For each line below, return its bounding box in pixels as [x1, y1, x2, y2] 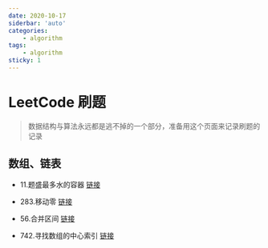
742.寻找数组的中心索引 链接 [19, 230, 115, 240]
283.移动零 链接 [19, 197, 73, 206]
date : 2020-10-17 [8, 11, 67, 20]
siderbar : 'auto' [8, 19, 67, 27]
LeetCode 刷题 [8, 94, 107, 112]
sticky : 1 [8, 57, 42, 65]
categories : [8, 26, 48, 34]
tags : [8, 42, 26, 50]
